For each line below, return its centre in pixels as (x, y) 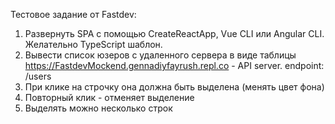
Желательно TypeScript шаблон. (93, 44)
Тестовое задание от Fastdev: (73, 14)
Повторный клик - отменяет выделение (109, 97)
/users (38, 76)
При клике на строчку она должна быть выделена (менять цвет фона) (174, 87)
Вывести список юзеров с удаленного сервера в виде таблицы (160, 55)
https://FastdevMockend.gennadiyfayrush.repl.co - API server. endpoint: (174, 65)
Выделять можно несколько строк (98, 108)
